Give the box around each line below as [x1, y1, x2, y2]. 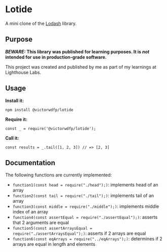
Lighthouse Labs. [5, 69, 41, 75]
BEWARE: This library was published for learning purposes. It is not [5, 48, 150, 54]
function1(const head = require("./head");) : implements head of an [12, 182, 158, 188]
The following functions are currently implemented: [5, 172, 112, 178]
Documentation [5, 159, 56, 167]
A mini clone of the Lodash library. [5, 20, 77, 26]
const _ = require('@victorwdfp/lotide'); [5, 126, 96, 131]
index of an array [12, 209, 49, 215]
